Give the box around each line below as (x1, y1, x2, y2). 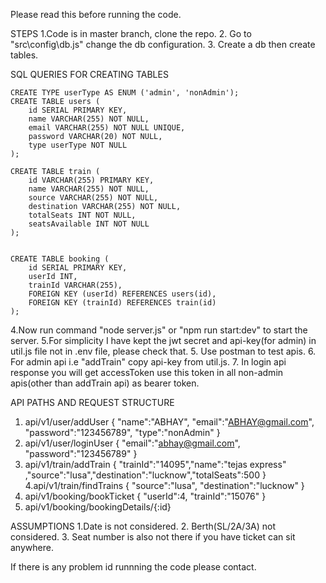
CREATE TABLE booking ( (10, 254, 110, 264)
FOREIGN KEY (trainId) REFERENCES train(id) (28, 298, 217, 308)
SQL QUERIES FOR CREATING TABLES (10, 69, 169, 80)
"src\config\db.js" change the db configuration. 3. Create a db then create (10, 39, 316, 50)
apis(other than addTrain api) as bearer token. (10, 377, 200, 389)
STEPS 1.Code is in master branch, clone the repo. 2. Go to (10, 28, 252, 39)
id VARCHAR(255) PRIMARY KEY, (28, 175, 155, 185)
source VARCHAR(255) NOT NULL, (28, 193, 159, 203)
